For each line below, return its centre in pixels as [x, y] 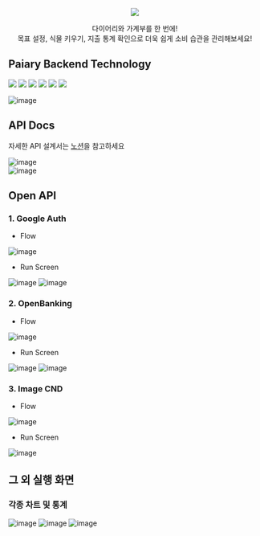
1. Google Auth [37, 219]
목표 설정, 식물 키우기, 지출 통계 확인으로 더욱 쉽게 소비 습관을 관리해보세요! [135, 39]
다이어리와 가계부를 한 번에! [135, 29]
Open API [32, 196]
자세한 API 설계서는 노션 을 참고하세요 [67, 145]
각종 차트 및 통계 [38, 505]
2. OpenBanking [40, 304]
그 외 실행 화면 [41, 480]
